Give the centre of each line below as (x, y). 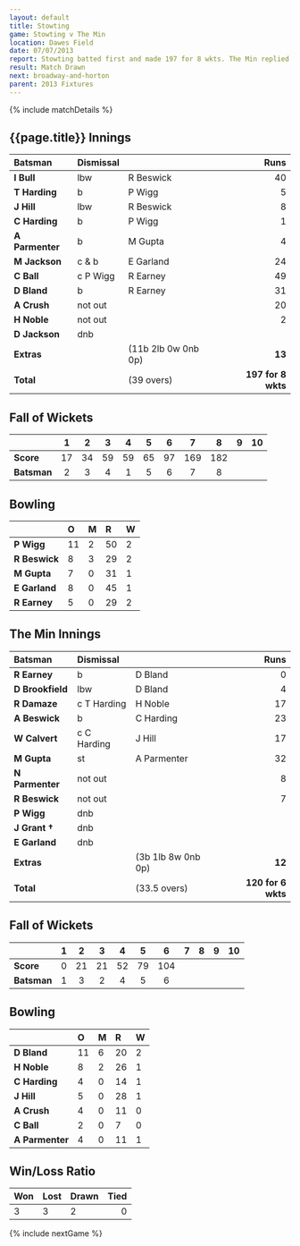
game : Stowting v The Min (57, 34)
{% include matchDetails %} (61, 109)
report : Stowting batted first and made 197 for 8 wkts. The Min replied (150, 59)
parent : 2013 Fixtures (51, 84)
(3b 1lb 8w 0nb (168, 857)
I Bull (25, 178)
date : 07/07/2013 (42, 51)
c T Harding (102, 703)
